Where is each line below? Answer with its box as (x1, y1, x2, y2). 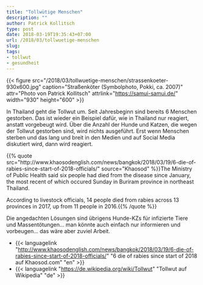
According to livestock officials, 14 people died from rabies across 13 (6, 196, 179, 203)
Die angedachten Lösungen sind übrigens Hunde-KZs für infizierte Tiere (6, 214, 188, 222)
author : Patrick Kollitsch (6, 20, 75, 26)
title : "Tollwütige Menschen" (6, 9, 84, 15)
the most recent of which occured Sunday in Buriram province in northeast (6, 178, 194, 185)
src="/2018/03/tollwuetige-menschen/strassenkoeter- (32, 77, 169, 84)
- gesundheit (6, 60, 40, 66)
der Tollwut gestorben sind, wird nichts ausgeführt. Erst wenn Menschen (6, 127, 190, 135)
